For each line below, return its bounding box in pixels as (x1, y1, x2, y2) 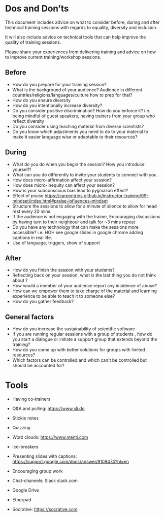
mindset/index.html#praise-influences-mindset (12, 198, 108, 204)
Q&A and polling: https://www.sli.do (12, 406, 85, 412)
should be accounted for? (12, 363, 65, 369)
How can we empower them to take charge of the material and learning (12, 288, 157, 294)
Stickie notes (12, 415, 39, 421)
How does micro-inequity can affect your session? (12, 182, 115, 188)
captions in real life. (12, 235, 53, 241)
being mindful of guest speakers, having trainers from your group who (12, 113, 155, 119)
